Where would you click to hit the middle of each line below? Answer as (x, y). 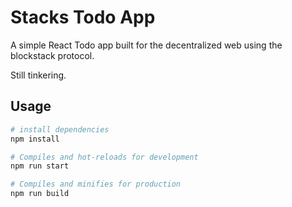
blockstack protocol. (52, 55)
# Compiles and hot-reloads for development (104, 157)
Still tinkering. (38, 75)
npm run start (40, 166)
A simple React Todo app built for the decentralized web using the (146, 45)
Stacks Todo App (83, 17)
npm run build (40, 194)
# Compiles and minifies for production (96, 184)
